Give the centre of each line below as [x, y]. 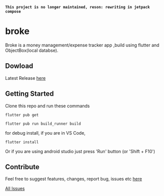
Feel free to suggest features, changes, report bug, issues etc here [74, 179]
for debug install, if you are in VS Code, [45, 133]
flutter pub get [22, 115]
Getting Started [30, 94]
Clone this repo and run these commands [47, 106]
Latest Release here [25, 78]
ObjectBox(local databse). [32, 50]
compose [13, 11]
